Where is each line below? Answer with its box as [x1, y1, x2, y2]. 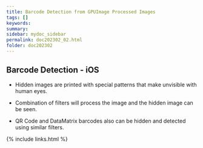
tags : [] [6, 14, 28, 21]
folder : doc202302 [6, 43, 53, 49]
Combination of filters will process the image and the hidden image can [15, 99, 194, 106]
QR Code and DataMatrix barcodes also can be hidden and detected [15, 117, 186, 124]
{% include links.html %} [6, 135, 68, 143]
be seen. [15, 105, 38, 112]
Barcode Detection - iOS [6, 65, 99, 76]
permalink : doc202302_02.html [6, 37, 83, 43]
